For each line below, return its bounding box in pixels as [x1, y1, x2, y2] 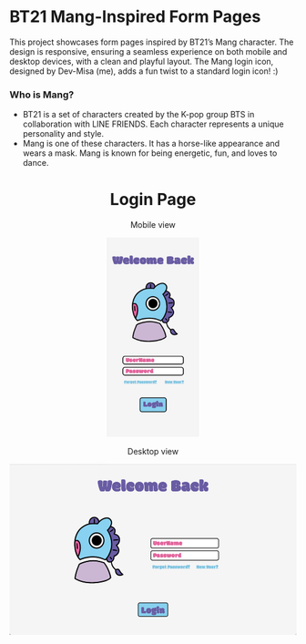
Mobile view [130, 220, 176, 230]
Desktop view [127, 446, 179, 457]
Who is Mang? [9, 88, 75, 101]
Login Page [109, 189, 197, 210]
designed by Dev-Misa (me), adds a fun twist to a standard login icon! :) [9, 66, 279, 77]
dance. [22, 158, 49, 169]
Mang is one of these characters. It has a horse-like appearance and [22, 138, 280, 149]
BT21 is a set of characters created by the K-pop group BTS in [22, 109, 255, 120]
